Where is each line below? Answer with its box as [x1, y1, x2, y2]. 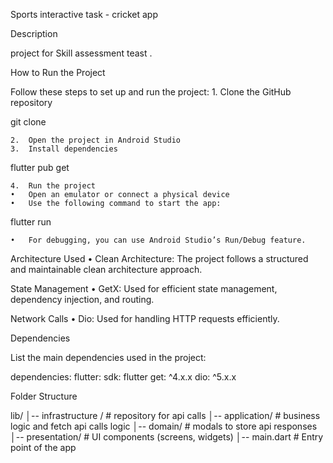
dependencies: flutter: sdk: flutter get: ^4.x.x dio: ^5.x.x [10, 371, 237, 383]
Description [10, 28, 58, 39]
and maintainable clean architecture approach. [10, 264, 203, 275]
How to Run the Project [10, 67, 106, 78]
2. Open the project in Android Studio [10, 135, 182, 145]
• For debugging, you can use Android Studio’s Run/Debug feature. [10, 235, 307, 245]
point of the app [10, 442, 77, 453]
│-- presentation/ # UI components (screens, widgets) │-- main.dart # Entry [10, 431, 324, 443]
